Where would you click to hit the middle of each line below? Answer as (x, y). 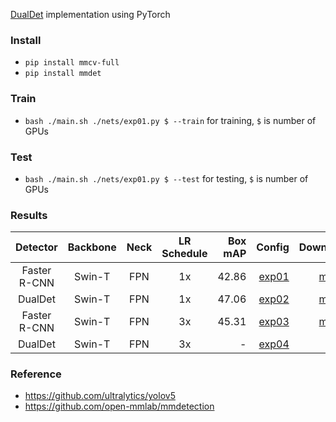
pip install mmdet (63, 74)
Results (29, 215)
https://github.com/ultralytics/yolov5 (100, 396)
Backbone (92, 247)
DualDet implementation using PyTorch (90, 14)
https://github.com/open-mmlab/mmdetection (119, 406)
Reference (36, 374)
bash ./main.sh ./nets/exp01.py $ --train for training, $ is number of (170, 120)
